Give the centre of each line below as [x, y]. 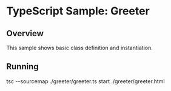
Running [23, 67]
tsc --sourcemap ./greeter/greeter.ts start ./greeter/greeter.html [85, 81]
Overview [25, 33]
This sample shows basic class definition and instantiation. [79, 48]
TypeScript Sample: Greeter [78, 11]
